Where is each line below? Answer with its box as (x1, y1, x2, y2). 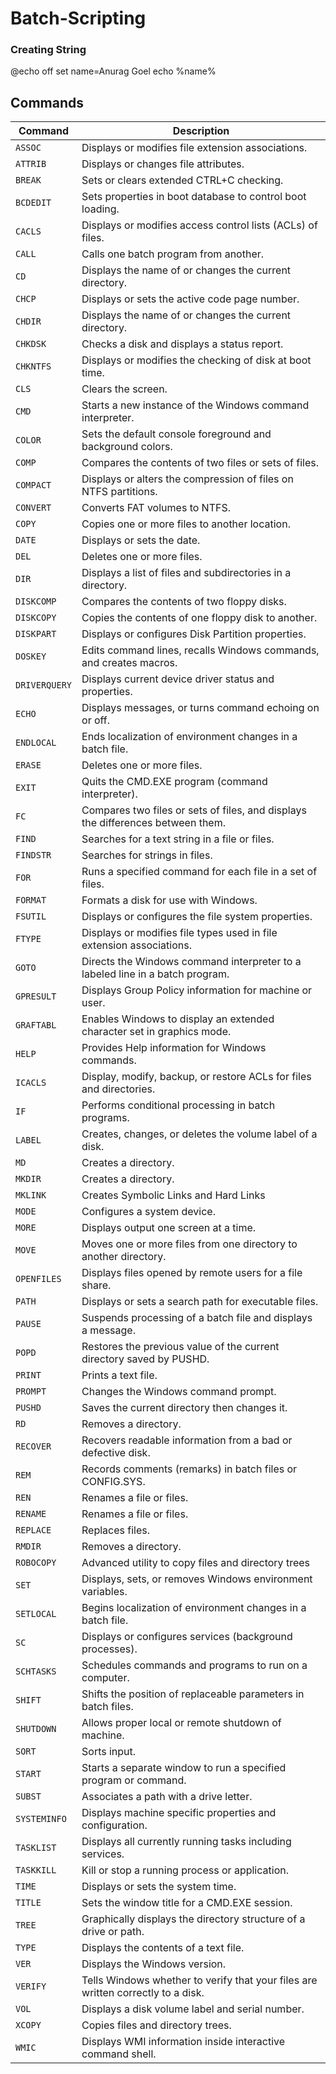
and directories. (81, 1082, 156, 1096)
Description (172, 124, 230, 138)
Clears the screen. (81, 382, 168, 396)
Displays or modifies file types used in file (81, 926, 278, 940)
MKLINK (15, 1190, 47, 1201)
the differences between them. (81, 816, 226, 830)
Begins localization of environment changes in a (81, 1601, 307, 1615)
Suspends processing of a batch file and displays (81, 1311, 313, 1325)
